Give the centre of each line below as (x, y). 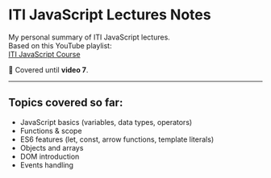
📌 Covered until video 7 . (48, 69)
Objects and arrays (52, 147)
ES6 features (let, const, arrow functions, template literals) (117, 139)
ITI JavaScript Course (44, 54)
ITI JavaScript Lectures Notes (110, 15)
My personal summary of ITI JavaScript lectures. (90, 37)
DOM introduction (50, 156)
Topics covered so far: (66, 103)
